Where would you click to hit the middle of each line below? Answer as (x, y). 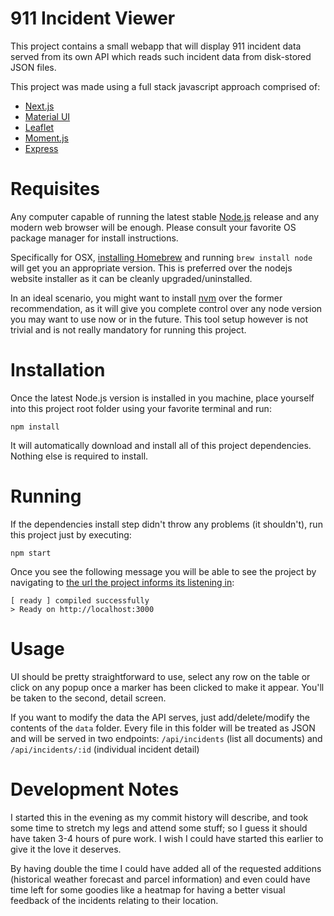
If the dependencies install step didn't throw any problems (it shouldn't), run (166, 524)
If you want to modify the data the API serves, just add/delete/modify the (160, 717)
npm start (31, 553)
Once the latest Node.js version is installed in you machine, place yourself (162, 398)
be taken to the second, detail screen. (88, 698)
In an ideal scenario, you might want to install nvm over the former (146, 298)
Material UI (47, 116)
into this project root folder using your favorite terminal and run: (141, 408)
